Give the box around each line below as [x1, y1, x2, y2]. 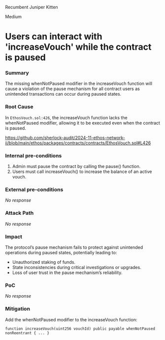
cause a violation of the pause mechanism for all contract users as [5, 86, 140, 92]
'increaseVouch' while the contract [5, 41, 152, 53]
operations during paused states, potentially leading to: [5, 249, 117, 255]
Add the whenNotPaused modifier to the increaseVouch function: [5, 316, 137, 322]
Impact [5, 233, 23, 240]
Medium [5, 14, 22, 19]
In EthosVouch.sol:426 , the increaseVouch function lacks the [5, 114, 128, 120]
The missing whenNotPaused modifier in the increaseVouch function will [5, 81, 153, 87]
